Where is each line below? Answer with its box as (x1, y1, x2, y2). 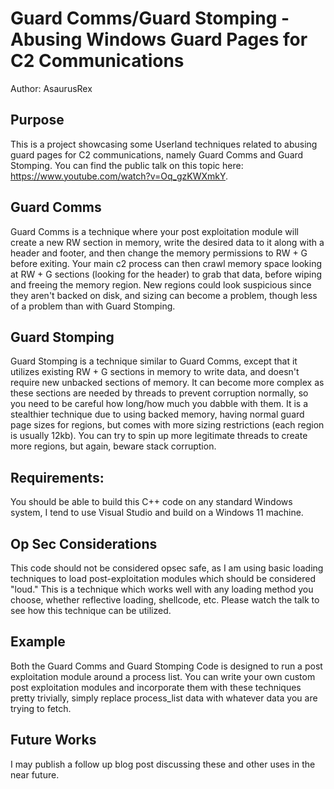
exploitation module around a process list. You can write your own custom (10, 670, 316, 682)
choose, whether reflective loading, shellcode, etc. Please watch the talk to (10, 594, 320, 606)
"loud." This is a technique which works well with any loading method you (10, 583, 314, 595)
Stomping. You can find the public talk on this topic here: (10, 159, 244, 171)
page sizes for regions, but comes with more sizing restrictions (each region (10, 419, 325, 431)
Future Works (10, 732, 97, 749)
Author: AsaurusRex (10, 82, 93, 94)
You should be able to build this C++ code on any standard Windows (10, 496, 293, 508)
